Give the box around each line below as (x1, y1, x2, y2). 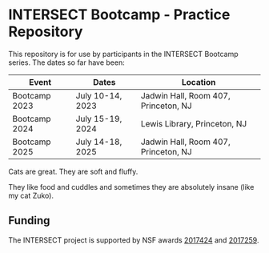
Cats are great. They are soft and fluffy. (8, 167, 139, 176)
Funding (8, 214, 50, 227)
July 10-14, (75, 90, 122, 101)
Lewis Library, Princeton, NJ (140, 118, 247, 129)
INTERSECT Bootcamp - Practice (8, 6, 231, 24)
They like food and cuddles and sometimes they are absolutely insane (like (8, 182, 255, 191)
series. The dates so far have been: (8, 58, 126, 67)
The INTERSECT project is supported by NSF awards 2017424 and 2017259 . (8, 235, 259, 245)
